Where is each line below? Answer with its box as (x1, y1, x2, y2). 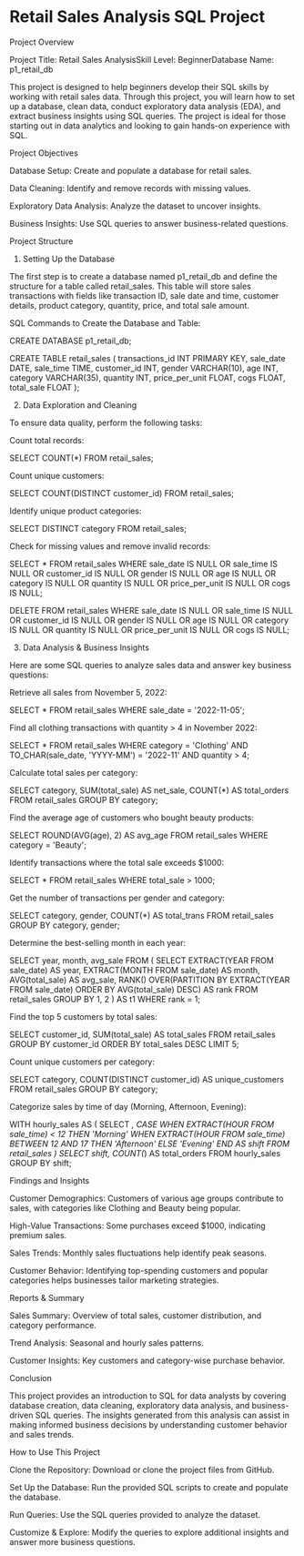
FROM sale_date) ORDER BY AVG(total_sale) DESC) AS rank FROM (9, 983, 258, 994)
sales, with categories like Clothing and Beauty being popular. (9, 1202, 241, 1213)
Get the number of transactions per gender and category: (9, 892, 226, 903)
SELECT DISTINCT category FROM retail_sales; (9, 523, 187, 534)
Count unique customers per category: (9, 1056, 156, 1067)
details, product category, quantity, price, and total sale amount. (9, 300, 250, 310)
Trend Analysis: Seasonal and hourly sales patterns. (9, 1337, 205, 1348)
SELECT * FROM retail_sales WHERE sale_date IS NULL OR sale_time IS (9, 558, 278, 569)
